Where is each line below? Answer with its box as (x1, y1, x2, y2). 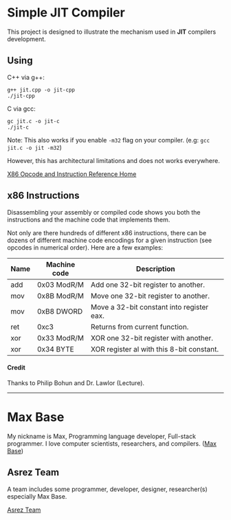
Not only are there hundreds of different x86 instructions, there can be (7, 228, 207, 237)
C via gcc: (7, 105, 36, 113)
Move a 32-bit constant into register (90, 302, 209, 312)
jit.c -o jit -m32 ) (7, 143, 62, 151)
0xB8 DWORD (36, 306, 83, 316)
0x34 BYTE (36, 344, 74, 354)
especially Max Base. (7, 492, 67, 500)
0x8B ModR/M (36, 291, 85, 301)
